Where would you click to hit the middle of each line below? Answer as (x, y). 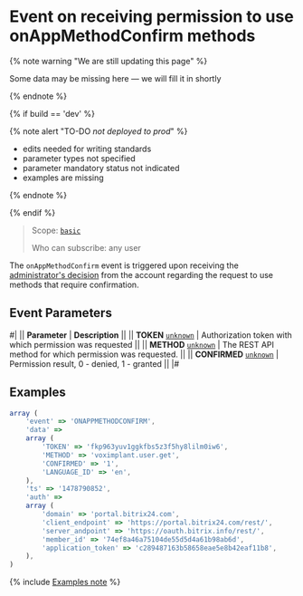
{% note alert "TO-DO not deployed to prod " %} (99, 131)
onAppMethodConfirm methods (133, 36)
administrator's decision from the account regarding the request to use (142, 274)
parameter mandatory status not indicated (101, 168)
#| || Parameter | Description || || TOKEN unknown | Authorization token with (151, 335)
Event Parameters (61, 313)
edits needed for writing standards (87, 149)
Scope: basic (56, 230)
